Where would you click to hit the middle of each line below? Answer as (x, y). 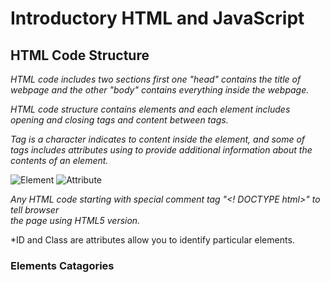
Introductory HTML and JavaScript (157, 18)
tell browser (35, 210)
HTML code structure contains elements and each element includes (150, 109)
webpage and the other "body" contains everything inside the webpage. (160, 90)
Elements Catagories (62, 265)
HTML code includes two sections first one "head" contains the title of (156, 79)
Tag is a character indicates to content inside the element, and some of (158, 139)
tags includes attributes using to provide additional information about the (161, 150)
